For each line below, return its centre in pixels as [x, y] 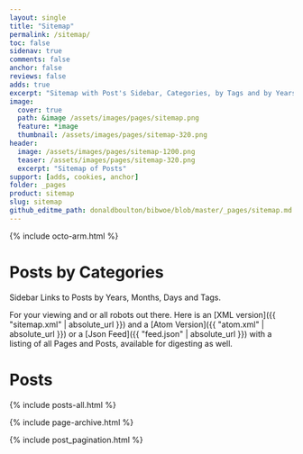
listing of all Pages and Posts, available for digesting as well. [121, 343]
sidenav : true [36, 51]
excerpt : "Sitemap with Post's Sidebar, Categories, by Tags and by [141, 93]
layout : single [38, 18]
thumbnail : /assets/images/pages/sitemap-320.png [112, 135]
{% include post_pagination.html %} [76, 440]
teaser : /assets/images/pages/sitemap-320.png [106, 160]
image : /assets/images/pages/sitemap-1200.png [106, 151]
